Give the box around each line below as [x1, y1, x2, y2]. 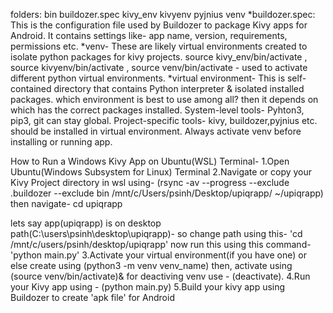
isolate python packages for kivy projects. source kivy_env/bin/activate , [10, 51, 308, 63]
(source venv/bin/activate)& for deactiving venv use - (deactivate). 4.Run [10, 270, 311, 282]
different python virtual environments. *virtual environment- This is [10, 72, 286, 84]
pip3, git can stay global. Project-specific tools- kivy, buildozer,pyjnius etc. [10, 115, 318, 126]
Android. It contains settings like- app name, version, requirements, [10, 30, 288, 41]
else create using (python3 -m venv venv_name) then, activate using [10, 260, 293, 271]
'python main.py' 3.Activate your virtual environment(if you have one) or [10, 249, 307, 261]
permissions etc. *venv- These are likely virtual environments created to [10, 40, 308, 52]
